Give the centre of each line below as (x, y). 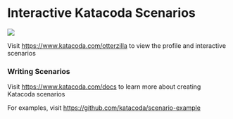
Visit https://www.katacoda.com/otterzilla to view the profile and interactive (117, 45)
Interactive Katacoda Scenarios (101, 13)
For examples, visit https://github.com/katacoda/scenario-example (104, 108)
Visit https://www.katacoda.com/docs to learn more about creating (104, 87)
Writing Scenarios (39, 71)
